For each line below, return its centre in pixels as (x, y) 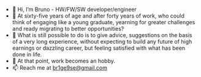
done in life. (27, 54)
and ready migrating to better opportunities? (68, 28)
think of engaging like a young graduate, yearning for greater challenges (104, 22)
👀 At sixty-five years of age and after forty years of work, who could (98, 16)
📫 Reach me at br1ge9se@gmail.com (59, 68)
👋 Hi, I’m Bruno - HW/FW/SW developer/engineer (74, 9)
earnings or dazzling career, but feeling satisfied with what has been (99, 48)
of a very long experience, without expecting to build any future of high (102, 42)
